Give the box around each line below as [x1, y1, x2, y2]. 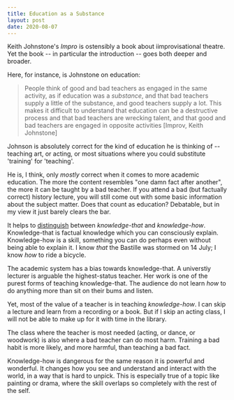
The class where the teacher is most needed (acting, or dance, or [7, 329, 196, 337]
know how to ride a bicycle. [7, 251, 87, 259]
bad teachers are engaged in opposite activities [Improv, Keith [24, 121, 204, 130]
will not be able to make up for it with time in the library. [7, 315, 167, 323]
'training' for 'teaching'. [7, 157, 75, 165]
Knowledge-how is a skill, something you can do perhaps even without [7, 236, 211, 244]
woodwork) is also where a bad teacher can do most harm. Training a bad [7, 336, 220, 344]
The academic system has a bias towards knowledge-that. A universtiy [7, 265, 212, 273]
